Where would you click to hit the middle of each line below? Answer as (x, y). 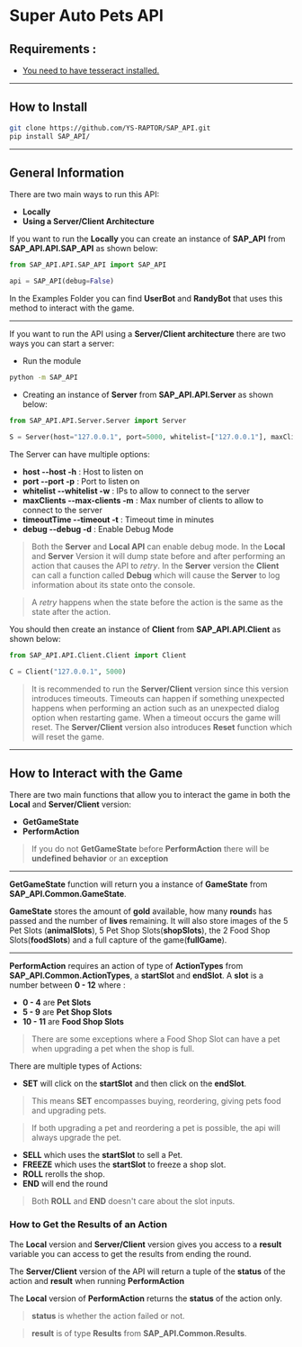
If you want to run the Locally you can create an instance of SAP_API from (147, 239)
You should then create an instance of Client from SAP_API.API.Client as (145, 629)
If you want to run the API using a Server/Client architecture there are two (147, 334)
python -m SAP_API (44, 378)
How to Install (49, 108)
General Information (67, 172)
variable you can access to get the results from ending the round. (130, 1253)
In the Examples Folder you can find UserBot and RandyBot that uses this (146, 299)
